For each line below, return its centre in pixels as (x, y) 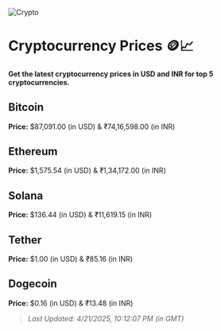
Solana (26, 195)
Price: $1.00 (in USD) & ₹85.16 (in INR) (71, 259)
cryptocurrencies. (39, 82)
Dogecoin (33, 284)
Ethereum (33, 151)
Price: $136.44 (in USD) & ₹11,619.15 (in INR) (80, 215)
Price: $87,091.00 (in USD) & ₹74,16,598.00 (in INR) (92, 127)
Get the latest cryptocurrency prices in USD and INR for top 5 (111, 74)
